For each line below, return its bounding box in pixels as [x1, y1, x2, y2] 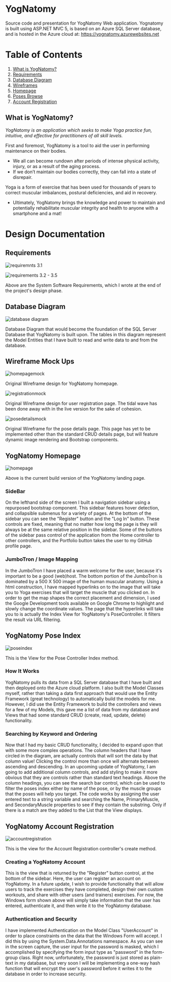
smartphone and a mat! [12, 210, 62, 216]
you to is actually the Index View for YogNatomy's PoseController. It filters [5, 611, 161, 617]
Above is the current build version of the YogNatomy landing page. [5, 475, 145, 481]
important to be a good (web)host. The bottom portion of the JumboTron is [5, 572, 162, 579]
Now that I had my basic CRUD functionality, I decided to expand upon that [5, 742, 163, 748]
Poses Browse [12, 93, 43, 99]
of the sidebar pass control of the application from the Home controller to [5, 532, 160, 538]
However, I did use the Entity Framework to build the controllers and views [5, 701, 162, 707]
